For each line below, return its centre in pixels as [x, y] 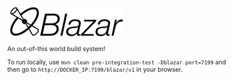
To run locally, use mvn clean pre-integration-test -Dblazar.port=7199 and [117, 62]
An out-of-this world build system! [56, 49]
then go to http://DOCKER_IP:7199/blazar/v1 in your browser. [95, 69]
